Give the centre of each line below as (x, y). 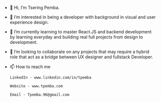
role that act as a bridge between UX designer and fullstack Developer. (81, 57)
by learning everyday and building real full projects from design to (76, 37)
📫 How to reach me (30, 67)
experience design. (29, 22)
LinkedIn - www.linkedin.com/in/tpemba (51, 77)
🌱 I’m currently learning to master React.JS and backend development (80, 32)
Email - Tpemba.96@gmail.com (40, 95)
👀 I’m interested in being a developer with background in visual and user (83, 17)
